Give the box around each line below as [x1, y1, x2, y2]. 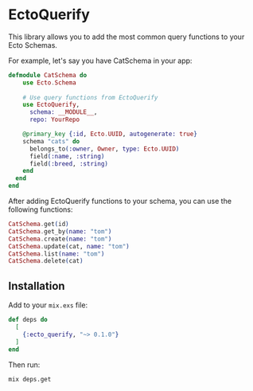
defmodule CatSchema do [8, 71, 88, 79]
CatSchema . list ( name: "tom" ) [8, 249, 105, 258]
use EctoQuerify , [22, 101, 80, 109]
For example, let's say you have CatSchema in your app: [8, 56, 193, 65]
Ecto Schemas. [8, 40, 58, 49]
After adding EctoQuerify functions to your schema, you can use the [8, 197, 232, 206]
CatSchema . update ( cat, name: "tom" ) [8, 242, 130, 250]
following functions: [8, 205, 73, 214]
